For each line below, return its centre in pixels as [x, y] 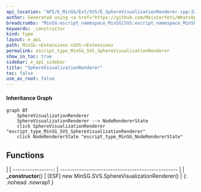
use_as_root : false [31, 79]
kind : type [20, 34]
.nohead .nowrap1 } [30, 182]
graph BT [17, 111]
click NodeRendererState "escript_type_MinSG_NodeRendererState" [100, 137]
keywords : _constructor [36, 28]
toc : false [20, 73]
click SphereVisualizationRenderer [61, 127]
